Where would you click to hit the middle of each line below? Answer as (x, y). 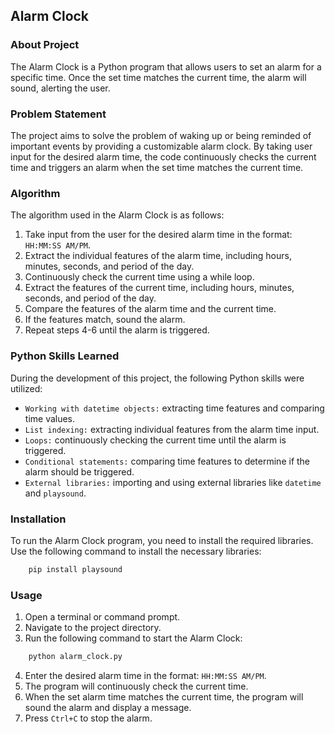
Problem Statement (58, 114)
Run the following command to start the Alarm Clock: (133, 638)
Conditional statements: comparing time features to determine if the (167, 461)
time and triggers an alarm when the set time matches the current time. (157, 167)
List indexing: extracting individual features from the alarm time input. (172, 429)
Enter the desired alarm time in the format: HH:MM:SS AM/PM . (145, 675)
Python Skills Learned (65, 356)
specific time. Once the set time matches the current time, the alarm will (158, 77)
